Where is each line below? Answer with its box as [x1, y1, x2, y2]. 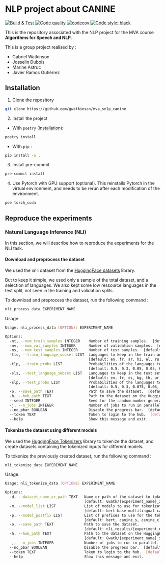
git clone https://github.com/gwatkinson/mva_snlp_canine [5, 106, 126, 112]
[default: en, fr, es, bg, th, [88, 375, 153, 380]
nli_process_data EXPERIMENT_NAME [5, 307, 76, 312]
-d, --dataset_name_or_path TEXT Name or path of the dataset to [9, 494, 151, 499]
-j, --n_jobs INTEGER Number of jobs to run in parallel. [9, 540, 160, 545]
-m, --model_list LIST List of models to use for [9, 503, 139, 509]
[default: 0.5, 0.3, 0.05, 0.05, [88, 366, 157, 371]
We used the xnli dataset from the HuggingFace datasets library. [5, 267, 136, 273]
